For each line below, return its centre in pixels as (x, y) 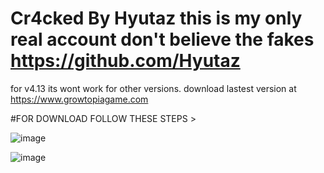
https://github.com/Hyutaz (125, 61)
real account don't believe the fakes (162, 39)
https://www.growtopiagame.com (79, 99)
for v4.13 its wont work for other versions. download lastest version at (153, 88)
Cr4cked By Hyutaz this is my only (156, 18)
